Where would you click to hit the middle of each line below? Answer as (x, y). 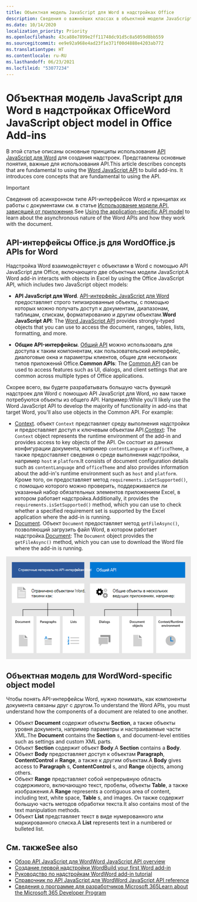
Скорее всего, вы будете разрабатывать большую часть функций (89, 387)
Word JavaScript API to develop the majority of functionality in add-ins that (97, 406)
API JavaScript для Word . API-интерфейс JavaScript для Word (92, 296)
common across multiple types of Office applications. (79, 376)
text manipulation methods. (47, 810)
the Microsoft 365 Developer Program (60, 893)
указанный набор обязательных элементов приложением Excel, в (97, 492)
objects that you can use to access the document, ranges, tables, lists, (100, 327)
